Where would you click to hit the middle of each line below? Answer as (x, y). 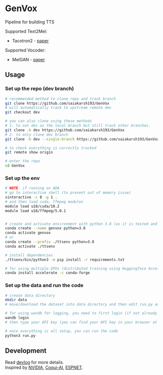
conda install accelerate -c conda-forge (48, 273)
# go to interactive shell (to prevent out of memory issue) (68, 193)
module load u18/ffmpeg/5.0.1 (36, 211)
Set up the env (22, 178)
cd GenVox (15, 166)
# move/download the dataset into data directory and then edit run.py (79, 305)
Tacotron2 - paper (30, 41)
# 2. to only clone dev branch (37, 135)
